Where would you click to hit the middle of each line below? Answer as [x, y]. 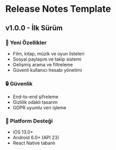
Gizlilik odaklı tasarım [35, 102]
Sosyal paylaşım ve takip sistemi [47, 59]
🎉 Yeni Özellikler [26, 43]
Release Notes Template [58, 9]
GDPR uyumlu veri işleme [40, 108]
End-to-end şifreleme [35, 97]
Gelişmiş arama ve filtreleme [43, 64]
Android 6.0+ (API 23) [36, 138]
